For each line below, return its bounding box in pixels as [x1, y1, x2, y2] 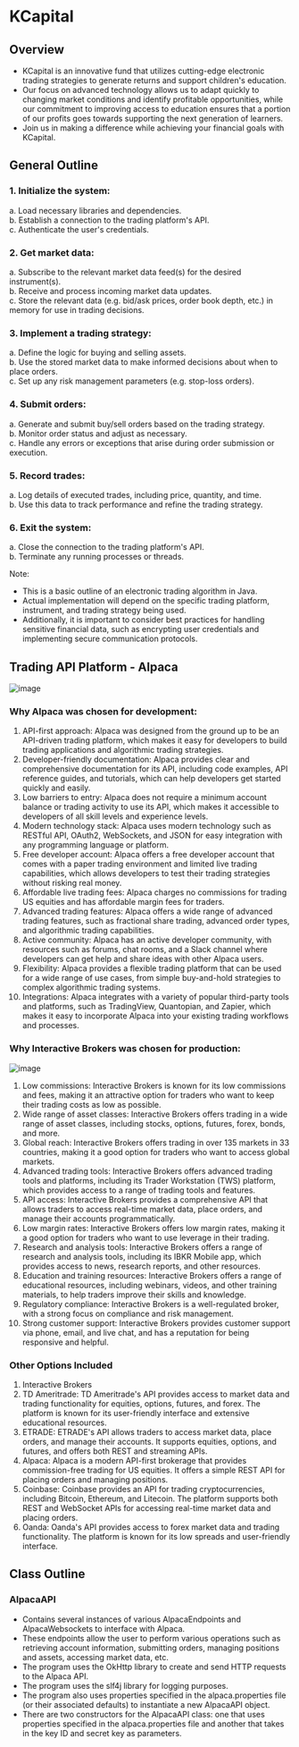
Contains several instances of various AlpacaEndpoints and [21, 1614, 241, 1625]
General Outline [9, 158, 98, 173]
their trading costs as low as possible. [21, 1099, 162, 1110]
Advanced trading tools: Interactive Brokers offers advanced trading [21, 1165, 273, 1177]
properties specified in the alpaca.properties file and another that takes [21, 1718, 285, 1729]
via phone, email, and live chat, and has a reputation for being [21, 1327, 250, 1338]
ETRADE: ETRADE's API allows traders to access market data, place [21, 1426, 272, 1437]
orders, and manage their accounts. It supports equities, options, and [21, 1436, 277, 1447]
